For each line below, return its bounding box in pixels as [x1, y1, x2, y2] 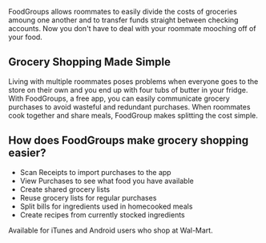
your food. [8, 32, 42, 42]
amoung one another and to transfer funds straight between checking [8, 15, 239, 25]
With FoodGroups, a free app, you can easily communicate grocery [8, 94, 230, 103]
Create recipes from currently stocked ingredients [19, 209, 186, 219]
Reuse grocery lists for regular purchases [19, 193, 157, 202]
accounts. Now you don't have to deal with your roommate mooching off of [8, 24, 256, 33]
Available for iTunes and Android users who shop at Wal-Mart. [8, 225, 214, 235]
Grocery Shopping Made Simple [8, 55, 171, 69]
